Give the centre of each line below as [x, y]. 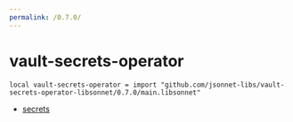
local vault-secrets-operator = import [83, 85]
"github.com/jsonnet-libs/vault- [223, 85]
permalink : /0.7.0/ [45, 17]
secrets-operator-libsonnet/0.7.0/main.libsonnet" [105, 92]
